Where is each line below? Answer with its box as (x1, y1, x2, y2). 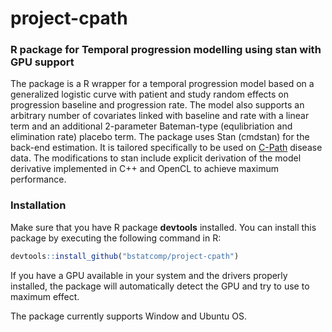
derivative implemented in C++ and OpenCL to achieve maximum (10, 163, 280, 175)
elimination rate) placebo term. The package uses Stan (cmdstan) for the (10, 131, 310, 143)
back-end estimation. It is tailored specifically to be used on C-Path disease (10, 142, 323, 154)
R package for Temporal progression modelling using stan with (10, 43, 322, 57)
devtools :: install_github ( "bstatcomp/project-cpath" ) (10, 251, 240, 261)
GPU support (10, 55, 75, 69)
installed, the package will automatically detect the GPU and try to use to (10, 280, 310, 292)
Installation (10, 198, 67, 212)
